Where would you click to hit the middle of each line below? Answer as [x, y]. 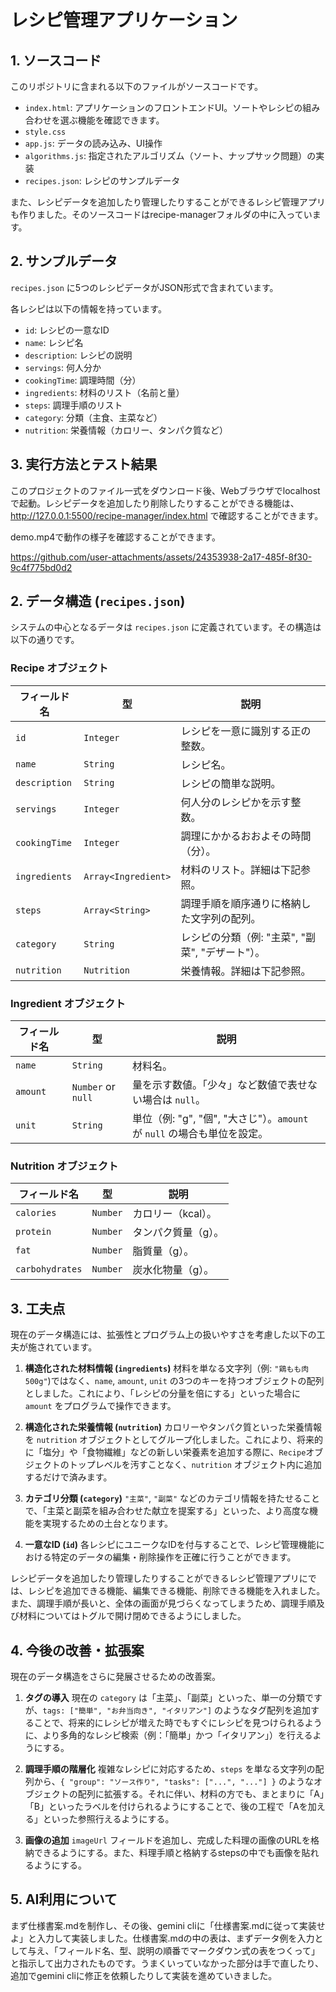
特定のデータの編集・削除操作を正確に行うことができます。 [174, 1557]
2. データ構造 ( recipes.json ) [98, 601]
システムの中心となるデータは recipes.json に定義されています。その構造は [166, 627]
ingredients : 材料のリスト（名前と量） [104, 392]
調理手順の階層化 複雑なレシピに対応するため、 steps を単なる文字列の [170, 1768]
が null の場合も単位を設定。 [200, 1134]
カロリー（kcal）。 [175, 1214]
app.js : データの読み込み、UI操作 [93, 143]
